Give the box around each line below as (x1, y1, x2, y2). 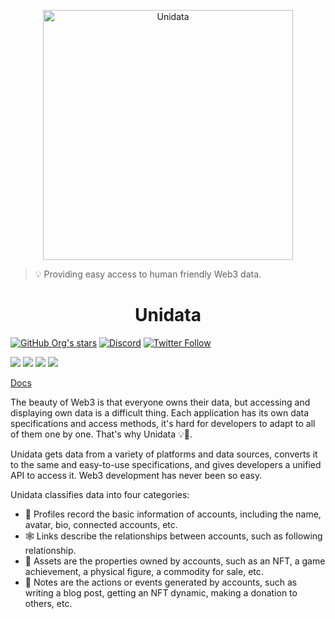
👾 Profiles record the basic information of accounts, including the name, (24, 508, 322, 520)
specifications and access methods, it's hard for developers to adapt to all (10, 417, 316, 429)
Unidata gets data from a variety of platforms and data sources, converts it (10, 448, 318, 460)
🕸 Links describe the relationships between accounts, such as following (24, 530, 323, 542)
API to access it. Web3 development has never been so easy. (10, 469, 263, 481)
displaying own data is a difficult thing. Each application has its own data (10, 406, 310, 419)
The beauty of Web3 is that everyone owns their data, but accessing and (10, 396, 311, 408)
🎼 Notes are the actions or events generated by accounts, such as (24, 576, 298, 588)
